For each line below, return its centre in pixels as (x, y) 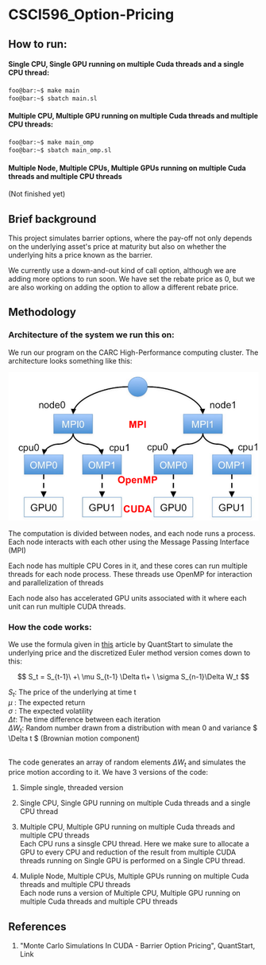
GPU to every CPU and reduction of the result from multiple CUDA (128, 852)
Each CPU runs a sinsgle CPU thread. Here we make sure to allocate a (135, 844)
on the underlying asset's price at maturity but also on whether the (118, 247)
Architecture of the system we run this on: (91, 335)
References (37, 926)
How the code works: (50, 627)
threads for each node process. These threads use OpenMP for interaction (130, 574)
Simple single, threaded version (71, 788)
